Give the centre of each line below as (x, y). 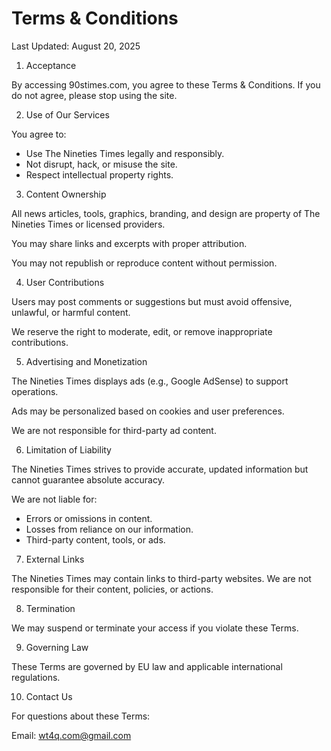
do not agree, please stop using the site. (94, 95)
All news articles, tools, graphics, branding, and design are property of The (166, 213)
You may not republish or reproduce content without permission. (144, 263)
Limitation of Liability (68, 449)
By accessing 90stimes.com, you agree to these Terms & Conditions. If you (166, 84)
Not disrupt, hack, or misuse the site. (101, 164)
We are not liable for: (54, 499)
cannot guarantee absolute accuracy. (88, 479)
